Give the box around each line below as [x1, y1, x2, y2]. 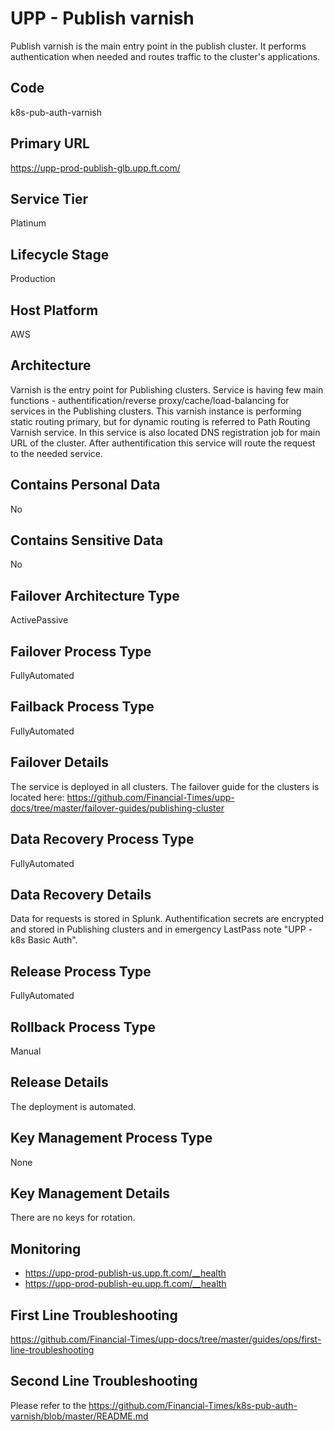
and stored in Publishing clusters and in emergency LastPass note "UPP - [10, 923, 313, 936]
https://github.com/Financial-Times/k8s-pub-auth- [88, 1399, 298, 1411]
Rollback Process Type [10, 1018, 156, 1036]
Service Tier [10, 190, 89, 207]
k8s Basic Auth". [10, 934, 78, 946]
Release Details [10, 1074, 109, 1091]
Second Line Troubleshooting [10, 1373, 198, 1390]
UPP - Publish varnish [10, 7, 195, 30]
